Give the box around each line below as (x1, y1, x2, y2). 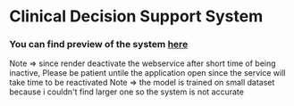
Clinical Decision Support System (9, 6, 264, 27)
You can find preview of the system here (9, 38, 189, 51)
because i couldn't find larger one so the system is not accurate (9, 86, 244, 97)
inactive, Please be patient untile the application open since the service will (9, 68, 286, 78)
